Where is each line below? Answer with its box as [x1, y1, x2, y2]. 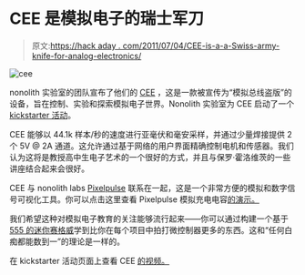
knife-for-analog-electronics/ [31, 50, 142, 61]
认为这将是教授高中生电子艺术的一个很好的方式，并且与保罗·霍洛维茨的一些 [9, 151, 291, 162]
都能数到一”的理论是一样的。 [16, 236, 126, 247]
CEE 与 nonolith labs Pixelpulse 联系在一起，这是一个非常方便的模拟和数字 [9, 182, 288, 193]
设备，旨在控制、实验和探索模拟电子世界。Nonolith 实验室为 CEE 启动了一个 [9, 97, 295, 109]
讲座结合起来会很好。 [9, 163, 89, 174]
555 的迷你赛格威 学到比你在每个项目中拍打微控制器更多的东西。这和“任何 [9, 224, 285, 235]
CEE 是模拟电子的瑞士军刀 [9, 8, 205, 29]
